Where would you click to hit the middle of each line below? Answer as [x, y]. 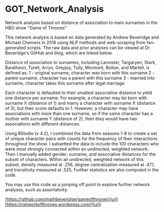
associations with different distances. [43, 124]
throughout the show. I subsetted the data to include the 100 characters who [82, 143]
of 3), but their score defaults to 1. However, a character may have [72, 108]
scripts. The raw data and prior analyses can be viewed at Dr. [89, 47]
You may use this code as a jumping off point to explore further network [78, 184]
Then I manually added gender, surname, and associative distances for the [80, 154]
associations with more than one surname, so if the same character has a [79, 113]
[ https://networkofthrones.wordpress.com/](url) [53, 204]
